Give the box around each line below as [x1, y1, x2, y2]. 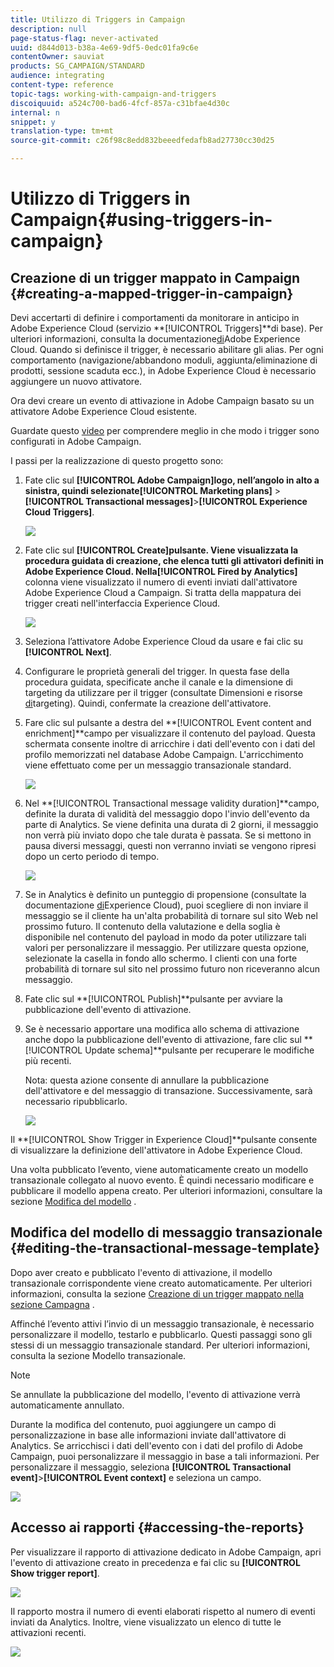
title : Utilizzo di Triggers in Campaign [10, 14, 186, 25]
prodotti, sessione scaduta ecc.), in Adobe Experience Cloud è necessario [10, 365, 317, 376]
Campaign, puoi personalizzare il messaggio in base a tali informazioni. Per [10, 1450, 320, 1462]
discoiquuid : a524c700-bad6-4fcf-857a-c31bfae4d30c [10, 98, 230, 108]
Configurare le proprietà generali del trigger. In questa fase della [24, 666, 290, 677]
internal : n [10, 107, 60, 118]
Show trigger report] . [10, 1567, 100, 1579]
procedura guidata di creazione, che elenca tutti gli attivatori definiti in [24, 555, 324, 566]
